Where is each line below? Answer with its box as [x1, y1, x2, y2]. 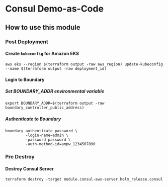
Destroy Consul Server [5, 165, 54, 171]
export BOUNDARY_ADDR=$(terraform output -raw [5, 101, 105, 106]
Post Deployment [5, 38, 49, 45]
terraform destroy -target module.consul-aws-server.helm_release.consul [5, 177, 163, 182]
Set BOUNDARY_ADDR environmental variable [5, 88, 105, 94]
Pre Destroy [5, 153, 35, 160]
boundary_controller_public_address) [5, 105, 85, 111]
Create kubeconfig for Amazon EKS [5, 51, 79, 57]
